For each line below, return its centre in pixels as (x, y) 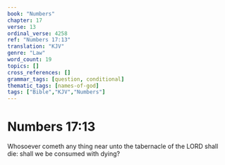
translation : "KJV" (36, 46)
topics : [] (23, 66)
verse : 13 (22, 27)
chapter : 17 (25, 20)
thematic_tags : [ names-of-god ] (53, 86)
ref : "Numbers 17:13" (39, 40)
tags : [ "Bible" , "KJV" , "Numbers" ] (56, 92)
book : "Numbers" (31, 14)
